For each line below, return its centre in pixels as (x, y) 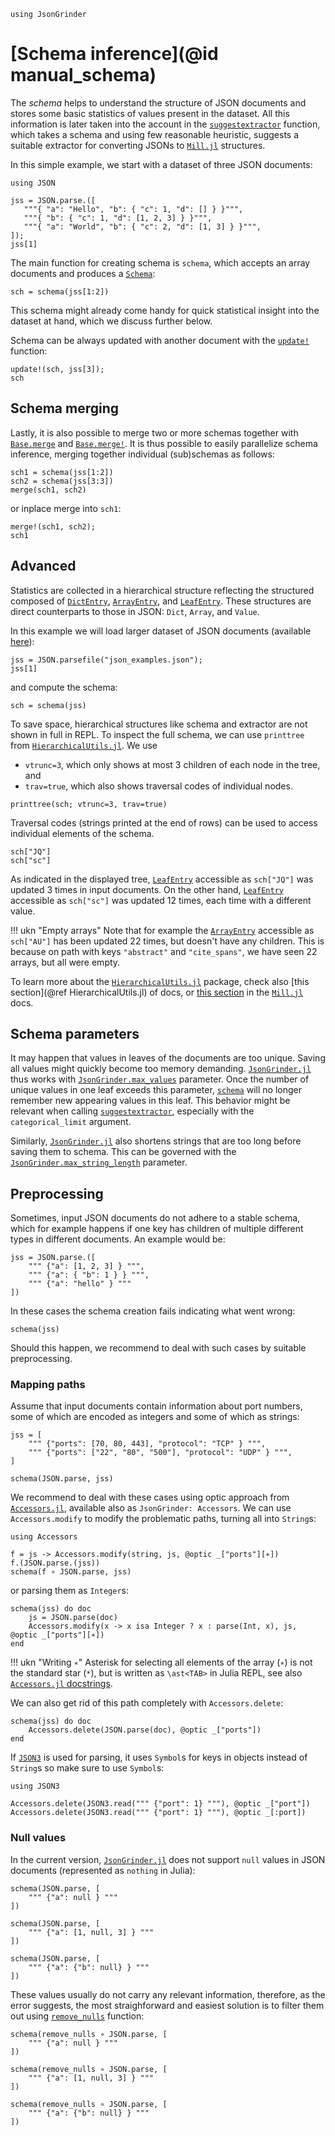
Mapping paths (48, 1385)
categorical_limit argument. (71, 1122)
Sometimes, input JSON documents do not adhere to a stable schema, (155, 1218)
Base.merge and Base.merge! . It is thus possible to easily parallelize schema (164, 443)
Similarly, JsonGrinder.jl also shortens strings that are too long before (156, 1141)
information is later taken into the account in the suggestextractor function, (165, 124)
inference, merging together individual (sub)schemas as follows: (142, 454)
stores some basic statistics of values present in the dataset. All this (150, 113)
